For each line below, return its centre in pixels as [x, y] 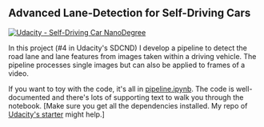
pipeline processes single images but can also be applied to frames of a [127, 65]
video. [19, 73]
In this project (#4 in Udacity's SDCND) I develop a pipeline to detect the [128, 48]
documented [29, 97]
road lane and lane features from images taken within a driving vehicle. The [132, 56]
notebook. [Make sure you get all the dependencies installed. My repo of [128, 105]
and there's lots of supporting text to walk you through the [148, 97]
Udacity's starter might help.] [57, 114]
